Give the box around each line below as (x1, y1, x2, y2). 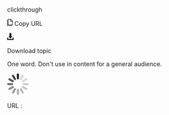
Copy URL (14, 20, 43, 28)
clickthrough (7, 5, 42, 14)
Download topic (7, 47, 52, 55)
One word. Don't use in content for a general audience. (7, 60, 162, 68)
